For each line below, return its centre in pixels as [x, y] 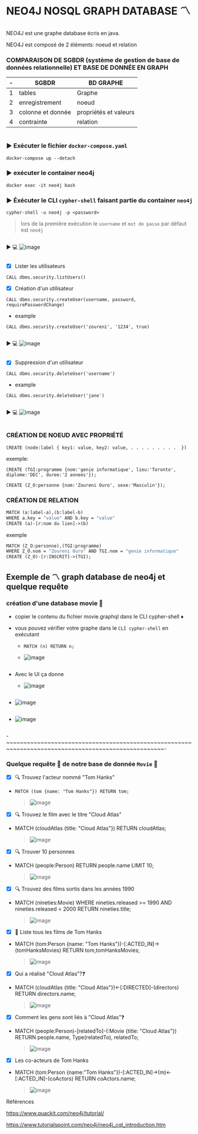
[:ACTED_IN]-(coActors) [44, 1079]
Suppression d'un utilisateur [49, 363]
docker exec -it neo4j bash [41, 185]
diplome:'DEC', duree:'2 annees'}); [51, 475]
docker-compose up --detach [41, 158]
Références [20, 1102]
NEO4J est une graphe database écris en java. [63, 33]
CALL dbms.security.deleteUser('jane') [55, 396]
